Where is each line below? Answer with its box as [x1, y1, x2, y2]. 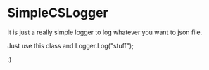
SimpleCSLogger [7, 5, 108, 21]
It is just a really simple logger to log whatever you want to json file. [7, 28, 203, 36]
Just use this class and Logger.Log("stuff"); [7, 41, 134, 50]
